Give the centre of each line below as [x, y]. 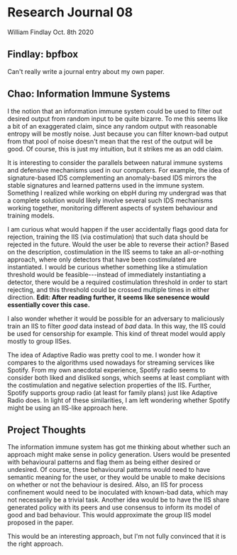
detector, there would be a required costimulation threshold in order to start [117, 282]
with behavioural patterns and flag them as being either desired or [104, 462]
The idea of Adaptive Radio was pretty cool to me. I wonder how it [104, 355]
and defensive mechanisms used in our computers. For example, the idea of [118, 170]
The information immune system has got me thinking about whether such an [119, 447]
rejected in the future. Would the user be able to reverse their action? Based [118, 244]
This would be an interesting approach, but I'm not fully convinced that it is [117, 537]
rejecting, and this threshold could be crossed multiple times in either [109, 289]
